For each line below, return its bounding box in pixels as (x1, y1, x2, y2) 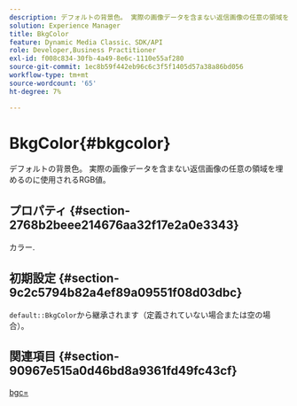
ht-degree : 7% (9, 87, 62, 96)
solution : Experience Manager (9, 21, 121, 30)
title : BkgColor (9, 29, 69, 38)
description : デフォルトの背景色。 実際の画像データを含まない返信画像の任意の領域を (9, 12, 290, 22)
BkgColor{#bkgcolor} (9, 133, 171, 153)
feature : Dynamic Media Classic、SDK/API (9, 37, 163, 47)
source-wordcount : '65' (9, 79, 98, 88)
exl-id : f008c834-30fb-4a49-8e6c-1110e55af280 (9, 54, 184, 63)
